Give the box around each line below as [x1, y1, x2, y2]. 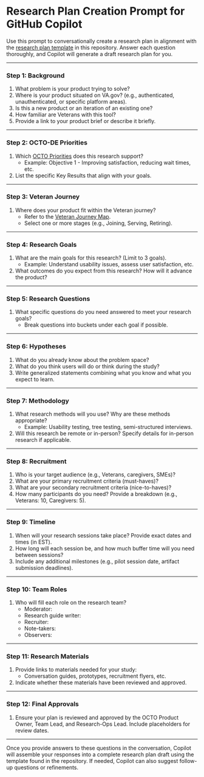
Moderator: [24, 605, 53, 612]
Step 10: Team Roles [6, 585, 67, 594]
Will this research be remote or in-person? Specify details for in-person [15, 430, 194, 437]
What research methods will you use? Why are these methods [15, 410, 171, 418]
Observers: [24, 631, 53, 638]
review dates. [15, 726, 49, 734]
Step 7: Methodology [6, 396, 70, 405]
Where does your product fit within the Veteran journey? [15, 206, 156, 214]
